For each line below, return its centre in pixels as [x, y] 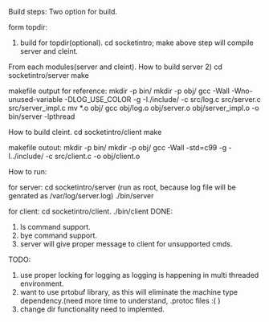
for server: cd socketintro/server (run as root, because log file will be [122, 187]
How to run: [28, 171]
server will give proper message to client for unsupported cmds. [126, 244]
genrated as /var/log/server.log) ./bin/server [81, 196]
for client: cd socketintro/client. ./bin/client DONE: [90, 211]
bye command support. [59, 235]
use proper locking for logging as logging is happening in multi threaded [139, 275]
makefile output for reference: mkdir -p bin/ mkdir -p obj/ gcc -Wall [119, 91]
